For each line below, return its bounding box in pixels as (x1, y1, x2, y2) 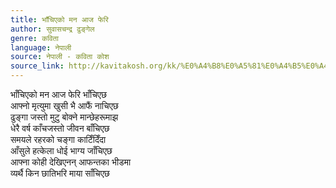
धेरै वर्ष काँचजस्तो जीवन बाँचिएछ (10, 122, 110, 134)
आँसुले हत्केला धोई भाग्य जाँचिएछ (10, 145, 113, 156)
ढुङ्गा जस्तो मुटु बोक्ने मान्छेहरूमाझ (10, 111, 119, 123)
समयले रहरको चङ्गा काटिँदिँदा (10, 134, 107, 145)
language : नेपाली (10, 42, 72, 53)
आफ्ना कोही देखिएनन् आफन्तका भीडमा (10, 156, 132, 168)
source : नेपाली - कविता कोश (10, 52, 110, 62)
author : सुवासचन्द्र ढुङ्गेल (10, 24, 95, 34)
